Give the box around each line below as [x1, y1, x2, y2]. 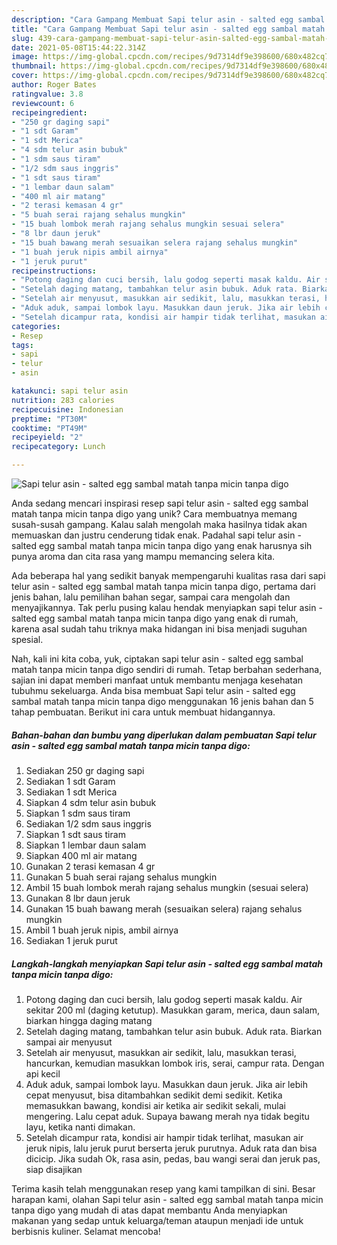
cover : [11, 71, 39, 81]
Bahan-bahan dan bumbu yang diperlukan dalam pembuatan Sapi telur [11, 729, 317, 741]
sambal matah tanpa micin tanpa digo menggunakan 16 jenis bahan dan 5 [11, 696, 314, 707]
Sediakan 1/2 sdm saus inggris [25, 817, 152, 830]
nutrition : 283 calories [11, 395, 115, 405]
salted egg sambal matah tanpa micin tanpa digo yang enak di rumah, [11, 612, 299, 624]
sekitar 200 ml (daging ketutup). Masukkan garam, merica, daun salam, [25, 1004, 321, 1016]
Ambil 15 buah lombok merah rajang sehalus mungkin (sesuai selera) [25, 881, 309, 893]
